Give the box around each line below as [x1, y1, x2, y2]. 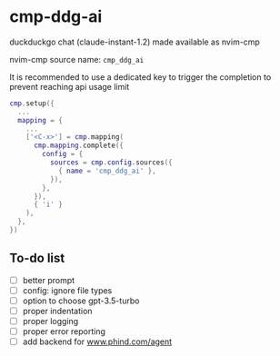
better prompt [22, 274, 75, 285]
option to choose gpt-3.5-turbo [22, 295, 140, 306]
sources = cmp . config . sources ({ [49, 158, 173, 167]
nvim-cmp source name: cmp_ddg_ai [9, 54, 145, 64]
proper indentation [22, 305, 93, 316]
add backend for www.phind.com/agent [22, 336, 173, 347]
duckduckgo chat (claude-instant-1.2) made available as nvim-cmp [9, 36, 261, 47]
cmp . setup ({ [9, 98, 55, 108]
